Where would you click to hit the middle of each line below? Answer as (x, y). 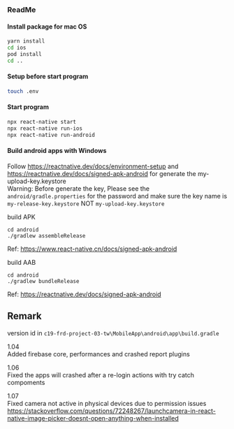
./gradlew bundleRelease (43, 281)
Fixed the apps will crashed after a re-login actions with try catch (101, 375)
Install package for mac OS (47, 27)
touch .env (23, 91)
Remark (24, 316)
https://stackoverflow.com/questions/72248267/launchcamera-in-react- (112, 411)
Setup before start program (48, 77)
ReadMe (22, 10)
